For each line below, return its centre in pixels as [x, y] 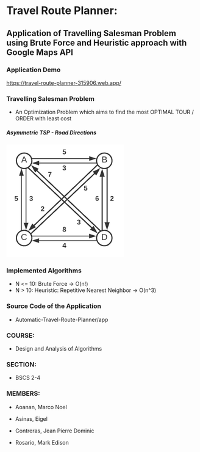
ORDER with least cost [43, 118]
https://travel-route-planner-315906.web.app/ [64, 82]
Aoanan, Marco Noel [41, 407]
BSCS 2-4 [28, 378]
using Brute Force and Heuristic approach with [97, 42]
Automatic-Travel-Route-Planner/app [62, 319]
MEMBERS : [23, 393]
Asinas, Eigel [31, 418]
